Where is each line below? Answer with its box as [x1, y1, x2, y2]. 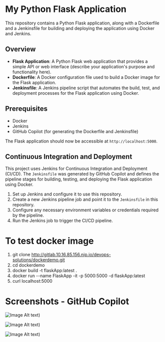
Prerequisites [5, 105, 48, 113]
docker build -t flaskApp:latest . [12, 268, 77, 274]
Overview [5, 45, 36, 53]
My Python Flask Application [5, 3, 127, 15]
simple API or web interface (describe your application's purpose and [12, 63, 155, 69]
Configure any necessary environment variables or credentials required [12, 207, 159, 213]
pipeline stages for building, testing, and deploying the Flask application [5, 176, 153, 182]
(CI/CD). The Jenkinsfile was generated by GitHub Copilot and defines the [5, 171, 160, 177]
